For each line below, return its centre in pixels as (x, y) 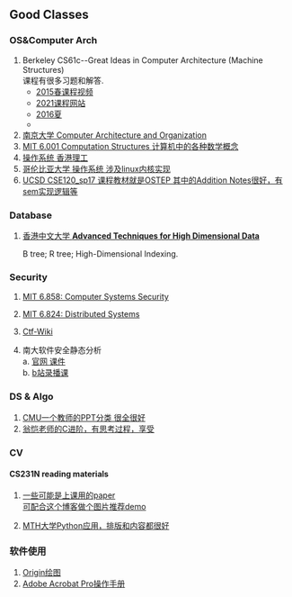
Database (31, 215)
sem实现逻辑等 (50, 191)
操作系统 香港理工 (55, 158)
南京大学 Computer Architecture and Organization (114, 135)
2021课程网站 (61, 103)
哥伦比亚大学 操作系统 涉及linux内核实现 (96, 168)
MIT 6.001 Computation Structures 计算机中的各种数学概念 (130, 146)
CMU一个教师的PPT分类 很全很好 (84, 417)
